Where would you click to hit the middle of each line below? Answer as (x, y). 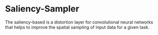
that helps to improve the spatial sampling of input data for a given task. (77, 27)
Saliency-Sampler (42, 9)
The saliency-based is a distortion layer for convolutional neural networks (79, 22)
